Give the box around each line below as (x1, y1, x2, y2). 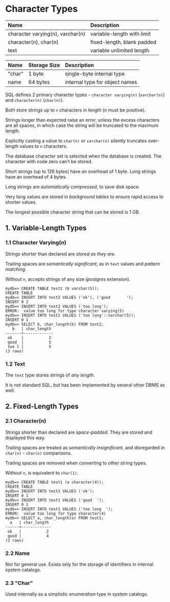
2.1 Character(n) (5, 417, 46, 425)
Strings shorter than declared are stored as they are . (5, 251, 116, 257)
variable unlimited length (90, 47, 150, 54)
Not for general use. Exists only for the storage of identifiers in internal (5, 561, 154, 567)
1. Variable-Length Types (5, 224, 87, 233)
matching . (5, 266, 27, 272)
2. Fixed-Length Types (5, 402, 79, 411)
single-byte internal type (64, 70, 125, 77)
